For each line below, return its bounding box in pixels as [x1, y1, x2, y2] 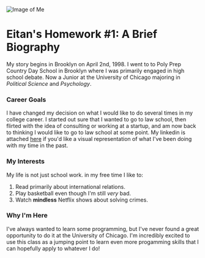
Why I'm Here [6, 211, 48, 220]
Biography [6, 40, 60, 55]
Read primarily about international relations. [15, 183, 125, 190]
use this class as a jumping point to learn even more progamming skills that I [6, 238, 199, 245]
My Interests [6, 157, 45, 165]
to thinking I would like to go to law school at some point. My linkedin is [6, 129, 185, 136]
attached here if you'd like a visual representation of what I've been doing [6, 135, 192, 143]
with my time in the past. [6, 142, 69, 150]
